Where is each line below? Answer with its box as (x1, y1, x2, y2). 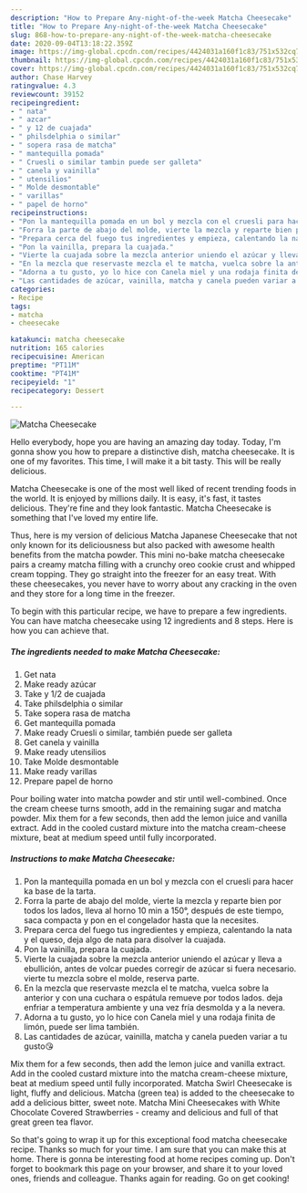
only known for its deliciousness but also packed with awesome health (10, 540, 276, 551)
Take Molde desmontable (23, 756, 119, 767)
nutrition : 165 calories (10, 344, 105, 353)
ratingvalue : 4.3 (10, 81, 77, 90)
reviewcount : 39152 (10, 89, 85, 99)
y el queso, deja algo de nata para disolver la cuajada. (23, 934, 227, 945)
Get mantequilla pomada (23, 718, 117, 729)
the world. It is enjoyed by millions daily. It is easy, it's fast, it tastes (10, 493, 261, 504)
